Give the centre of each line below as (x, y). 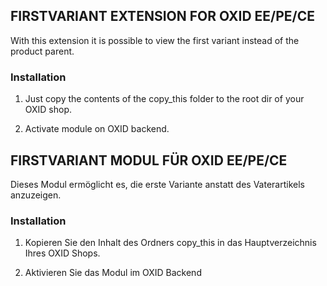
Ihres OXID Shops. (62, 253)
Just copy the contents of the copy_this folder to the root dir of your (164, 99)
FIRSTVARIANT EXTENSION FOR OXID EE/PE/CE (163, 16)
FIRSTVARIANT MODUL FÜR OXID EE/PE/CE (149, 160)
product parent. (42, 51)
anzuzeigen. (36, 195)
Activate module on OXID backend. (97, 129)
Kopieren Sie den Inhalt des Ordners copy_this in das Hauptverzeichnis (170, 243)
